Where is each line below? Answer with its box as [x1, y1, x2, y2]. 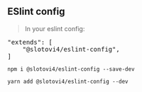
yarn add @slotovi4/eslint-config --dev [7, 78, 129, 85]
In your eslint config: [24, 24, 85, 33]
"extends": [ [7, 38, 53, 46]
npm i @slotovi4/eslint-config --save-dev [7, 65, 135, 73]
